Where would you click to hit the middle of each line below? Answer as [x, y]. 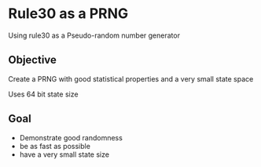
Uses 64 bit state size [43, 94]
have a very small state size [64, 154]
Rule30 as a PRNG [68, 14]
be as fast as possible [55, 146]
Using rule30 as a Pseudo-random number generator [94, 35]
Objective [33, 60]
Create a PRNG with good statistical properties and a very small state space [131, 78]
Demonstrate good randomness [71, 137]
